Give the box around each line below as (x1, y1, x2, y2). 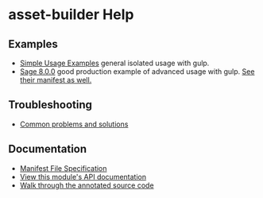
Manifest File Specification (19, 163, 107, 173)
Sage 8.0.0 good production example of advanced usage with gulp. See (19, 67, 255, 76)
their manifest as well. (19, 76, 92, 84)
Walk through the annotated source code (19, 181, 154, 190)
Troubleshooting (8, 98, 93, 112)
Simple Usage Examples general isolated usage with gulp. (19, 58, 210, 68)
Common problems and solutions (19, 119, 129, 129)
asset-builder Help (8, 6, 134, 24)
